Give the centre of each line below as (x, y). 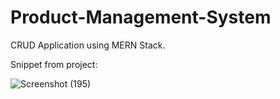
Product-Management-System (141, 17)
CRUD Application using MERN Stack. (88, 45)
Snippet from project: (54, 64)
